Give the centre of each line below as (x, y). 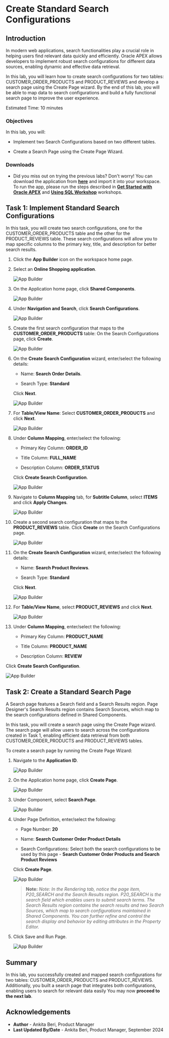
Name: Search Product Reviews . (55, 568)
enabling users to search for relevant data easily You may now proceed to (83, 991)
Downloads (20, 165)
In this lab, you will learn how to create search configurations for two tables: (85, 76)
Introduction (26, 38)
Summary (22, 962)
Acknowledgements (38, 1012)
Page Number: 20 (39, 829)
